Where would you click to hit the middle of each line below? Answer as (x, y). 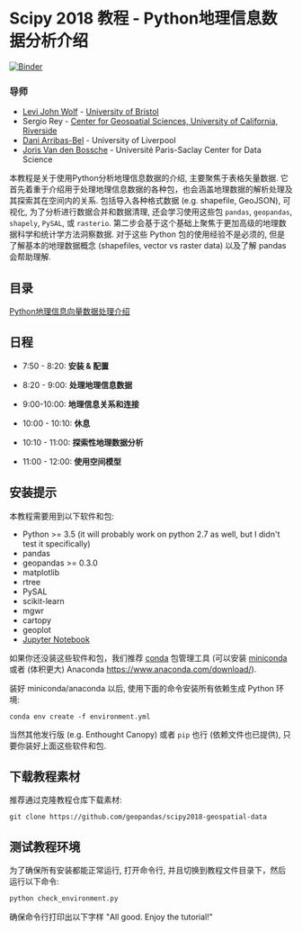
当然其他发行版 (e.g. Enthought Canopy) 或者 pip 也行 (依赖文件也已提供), (145, 734)
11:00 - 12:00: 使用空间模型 (72, 461)
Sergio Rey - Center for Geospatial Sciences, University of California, (150, 122)
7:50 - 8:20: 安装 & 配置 (66, 366)
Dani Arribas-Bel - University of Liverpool (99, 140)
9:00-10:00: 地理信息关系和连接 (80, 404)
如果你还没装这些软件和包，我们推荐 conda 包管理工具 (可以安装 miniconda (148, 657)
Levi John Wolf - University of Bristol (90, 112)
